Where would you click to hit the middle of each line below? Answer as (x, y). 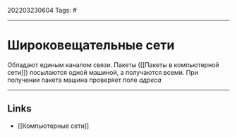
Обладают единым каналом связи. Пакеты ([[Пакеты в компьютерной (114, 65)
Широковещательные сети (91, 46)
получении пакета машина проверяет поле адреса (85, 80)
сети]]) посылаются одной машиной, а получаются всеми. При (103, 72)
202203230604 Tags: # (42, 10)
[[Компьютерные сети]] (53, 126)
